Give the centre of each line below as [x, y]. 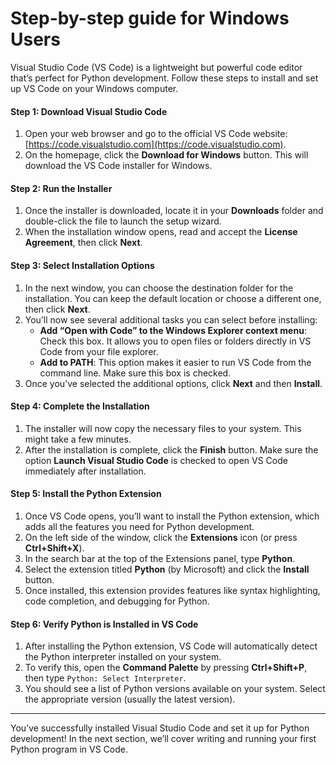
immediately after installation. [85, 471]
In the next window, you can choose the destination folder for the [159, 288]
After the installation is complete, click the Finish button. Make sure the [171, 449]
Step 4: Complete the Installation [80, 406]
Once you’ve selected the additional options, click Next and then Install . [173, 383]
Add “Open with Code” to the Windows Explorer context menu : [173, 330]
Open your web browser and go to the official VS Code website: [156, 134]
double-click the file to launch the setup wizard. [123, 221]
